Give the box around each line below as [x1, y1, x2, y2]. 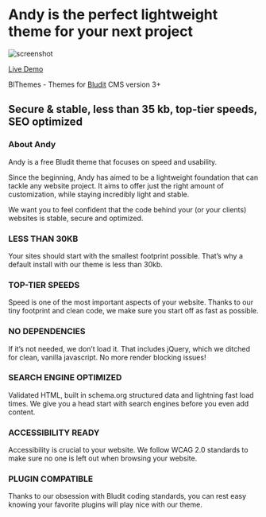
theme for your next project [8, 22, 193, 41]
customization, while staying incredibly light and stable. [8, 189, 190, 199]
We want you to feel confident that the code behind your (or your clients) [8, 204, 247, 214]
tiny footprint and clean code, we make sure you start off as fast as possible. [8, 306, 260, 316]
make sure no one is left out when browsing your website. [8, 453, 198, 463]
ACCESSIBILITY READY [8, 427, 100, 438]
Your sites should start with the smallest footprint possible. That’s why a [8, 251, 244, 260]
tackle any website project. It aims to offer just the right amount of [8, 181, 224, 190]
